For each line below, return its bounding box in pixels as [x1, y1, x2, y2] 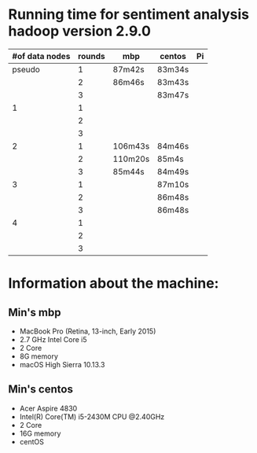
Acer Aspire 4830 [19, 403, 78, 413]
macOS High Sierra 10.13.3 [19, 359, 105, 369]
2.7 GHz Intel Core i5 [19, 334, 87, 344]
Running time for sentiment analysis [8, 6, 250, 24]
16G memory [19, 429, 61, 438]
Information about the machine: [8, 274, 219, 293]
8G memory [19, 352, 59, 361]
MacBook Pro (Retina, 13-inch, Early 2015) [19, 326, 156, 336]
